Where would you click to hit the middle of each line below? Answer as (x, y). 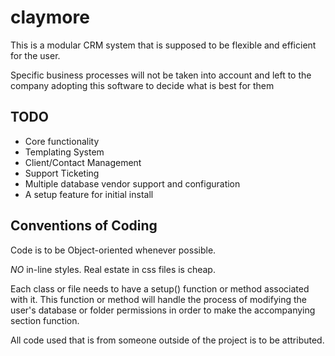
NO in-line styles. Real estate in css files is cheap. (113, 269)
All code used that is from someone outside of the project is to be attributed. (167, 340)
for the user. (35, 55)
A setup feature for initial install (89, 194)
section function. (45, 320)
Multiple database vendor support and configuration (132, 183)
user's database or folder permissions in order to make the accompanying (163, 310)
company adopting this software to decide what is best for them (142, 85)
